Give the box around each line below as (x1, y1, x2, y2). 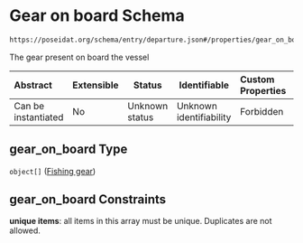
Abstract (14, 79, 52, 91)
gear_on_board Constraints (9, 192, 167, 208)
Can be (14, 99, 45, 112)
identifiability (176, 110, 232, 123)
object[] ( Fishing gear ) (9, 165, 96, 176)
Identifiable (179, 79, 230, 91)
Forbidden (240, 105, 284, 117)
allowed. (9, 225, 41, 236)
